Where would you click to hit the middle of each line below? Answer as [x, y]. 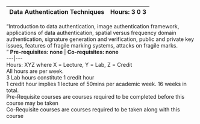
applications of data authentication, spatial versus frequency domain [91, 33]
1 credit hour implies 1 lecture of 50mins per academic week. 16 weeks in [96, 84]
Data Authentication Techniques [57, 12]
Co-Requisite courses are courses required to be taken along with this [93, 110]
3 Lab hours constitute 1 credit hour [50, 77]
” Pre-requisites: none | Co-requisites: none [62, 52]
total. [13, 90]
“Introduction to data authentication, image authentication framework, [93, 26]
